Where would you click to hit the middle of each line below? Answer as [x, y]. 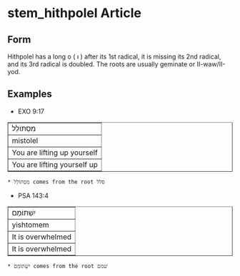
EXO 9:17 [31, 111]
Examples [30, 94]
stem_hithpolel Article [74, 13]
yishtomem [30, 225]
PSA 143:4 [33, 195]
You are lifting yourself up [55, 164]
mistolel [25, 140]
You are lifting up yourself [55, 153]
